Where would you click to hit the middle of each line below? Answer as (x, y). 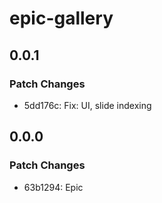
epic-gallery (61, 18)
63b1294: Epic (53, 187)
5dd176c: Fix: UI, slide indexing (87, 105)
